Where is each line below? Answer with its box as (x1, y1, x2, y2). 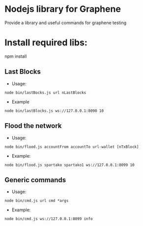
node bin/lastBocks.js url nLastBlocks (4, 90, 86, 95)
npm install (4, 53, 27, 59)
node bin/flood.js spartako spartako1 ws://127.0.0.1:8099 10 (4, 162, 135, 167)
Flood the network (4, 122, 62, 130)
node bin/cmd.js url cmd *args (4, 198, 69, 203)
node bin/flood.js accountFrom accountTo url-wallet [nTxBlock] (4, 144, 139, 149)
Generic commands (4, 176, 66, 184)
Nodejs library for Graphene (4, 3, 121, 15)
